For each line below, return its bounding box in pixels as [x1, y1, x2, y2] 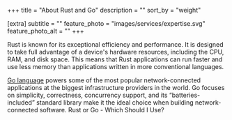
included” [7, 98, 35, 107]
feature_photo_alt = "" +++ [7, 27, 85, 35]
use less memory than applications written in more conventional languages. [7, 63, 224, 70]
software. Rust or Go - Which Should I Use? [39, 106, 165, 114]
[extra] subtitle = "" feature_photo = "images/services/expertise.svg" [7, 20, 206, 27]
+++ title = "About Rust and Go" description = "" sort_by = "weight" [7, 6, 201, 14]
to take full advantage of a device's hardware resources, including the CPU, [7, 48, 224, 56]
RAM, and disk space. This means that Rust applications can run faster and [7, 55, 223, 63]
